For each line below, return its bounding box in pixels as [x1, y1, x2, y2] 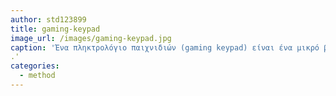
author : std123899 [10, 14, 87, 25]
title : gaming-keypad [10, 24, 101, 34]
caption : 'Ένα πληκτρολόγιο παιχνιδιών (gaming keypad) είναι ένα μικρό [10, 42, 320, 53]
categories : [10, 61, 60, 71]
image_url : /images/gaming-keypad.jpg [10, 33, 172, 43]
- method [19, 71, 56, 81]
